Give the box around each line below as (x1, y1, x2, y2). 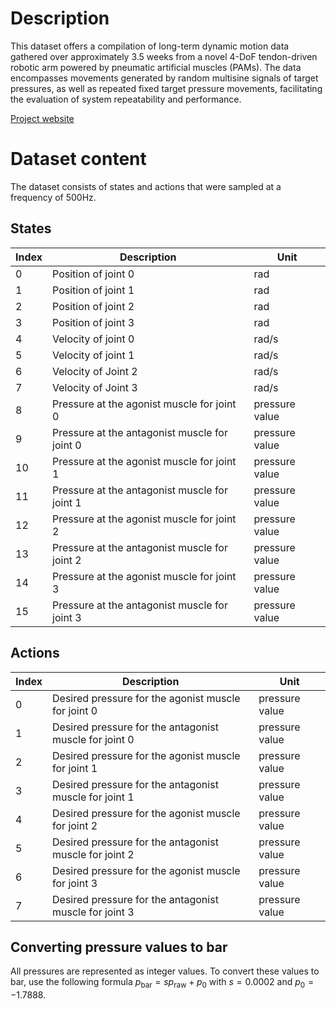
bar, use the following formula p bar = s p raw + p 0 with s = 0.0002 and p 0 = (10, 976, 315, 991)
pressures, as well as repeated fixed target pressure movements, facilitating (10, 82, 323, 94)
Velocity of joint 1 (52, 348, 135, 362)
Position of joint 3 (52, 315, 135, 329)
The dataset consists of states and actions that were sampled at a (10, 180, 282, 192)
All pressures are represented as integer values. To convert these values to (10, 965, 320, 977)
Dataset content (10, 148, 147, 171)
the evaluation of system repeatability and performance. (10, 93, 242, 105)
